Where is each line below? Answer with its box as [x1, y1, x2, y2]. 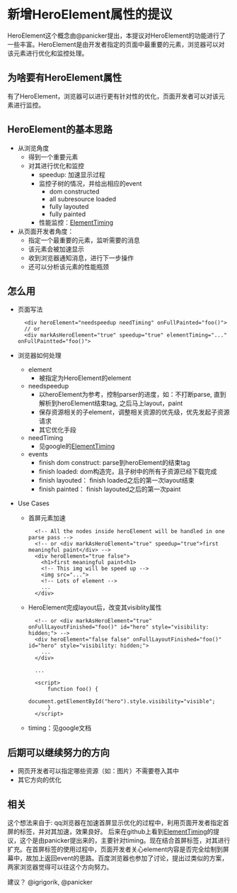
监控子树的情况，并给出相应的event [38, 179, 142, 188]
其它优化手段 [38, 426, 76, 434]
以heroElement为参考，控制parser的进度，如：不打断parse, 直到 [38, 391, 226, 399]
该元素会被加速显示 [28, 245, 85, 253]
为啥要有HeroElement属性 [7, 72, 122, 84]
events [28, 450, 48, 459]
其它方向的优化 [17, 775, 62, 784]
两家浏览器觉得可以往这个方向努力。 [7, 863, 113, 871]
